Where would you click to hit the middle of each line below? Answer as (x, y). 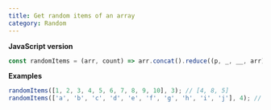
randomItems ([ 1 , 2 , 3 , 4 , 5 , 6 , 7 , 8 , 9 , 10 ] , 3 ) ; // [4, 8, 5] (119, 91)
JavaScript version (41, 46)
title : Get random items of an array (72, 16)
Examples (25, 76)
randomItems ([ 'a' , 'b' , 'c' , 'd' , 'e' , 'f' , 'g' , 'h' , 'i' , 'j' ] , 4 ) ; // (135, 98)
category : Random (38, 23)
